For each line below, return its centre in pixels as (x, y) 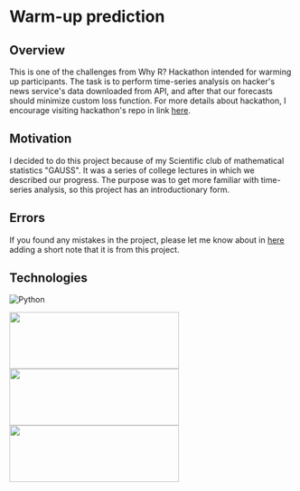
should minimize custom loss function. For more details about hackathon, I (148, 101)
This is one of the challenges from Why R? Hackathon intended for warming (150, 72)
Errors (27, 218)
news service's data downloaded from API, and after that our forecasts (141, 91)
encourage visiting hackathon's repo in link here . (100, 110)
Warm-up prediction (87, 17)
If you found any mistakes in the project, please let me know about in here (147, 240)
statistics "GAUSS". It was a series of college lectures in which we (132, 170)
